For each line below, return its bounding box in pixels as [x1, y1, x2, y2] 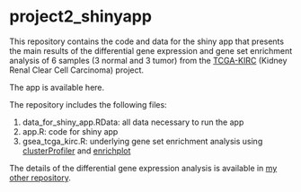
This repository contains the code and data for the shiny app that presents [9, 36, 285, 47]
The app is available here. [9, 82, 105, 92]
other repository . [9, 172, 72, 183]
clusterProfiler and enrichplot [22, 145, 131, 156]
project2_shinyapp [9, 6, 153, 27]
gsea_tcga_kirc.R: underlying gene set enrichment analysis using [22, 135, 263, 146]
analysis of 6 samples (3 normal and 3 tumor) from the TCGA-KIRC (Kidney [9, 55, 288, 65]
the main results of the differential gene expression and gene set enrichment [9, 45, 293, 56]
